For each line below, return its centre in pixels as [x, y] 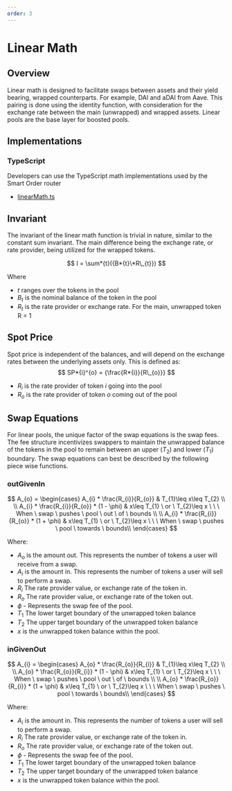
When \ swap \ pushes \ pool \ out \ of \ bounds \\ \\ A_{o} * [98, 679]
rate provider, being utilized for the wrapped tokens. [81, 250]
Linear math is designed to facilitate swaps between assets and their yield [113, 90]
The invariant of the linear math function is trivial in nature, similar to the [110, 235]
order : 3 [20, 14]
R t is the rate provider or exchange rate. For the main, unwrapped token [119, 307]
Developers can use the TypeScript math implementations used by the [107, 176]
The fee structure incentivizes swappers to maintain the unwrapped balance [116, 442]
